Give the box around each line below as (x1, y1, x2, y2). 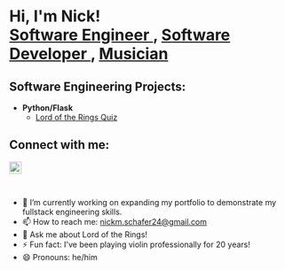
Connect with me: (9, 137, 110, 152)
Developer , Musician (9, 44, 169, 64)
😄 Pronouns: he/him (21, 251, 98, 262)
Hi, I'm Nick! (9, 6, 101, 27)
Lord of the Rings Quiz (35, 112, 118, 122)
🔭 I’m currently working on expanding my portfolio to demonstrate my (21, 197, 277, 207)
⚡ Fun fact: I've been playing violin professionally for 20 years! (21, 239, 250, 250)
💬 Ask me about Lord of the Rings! (21, 228, 148, 240)
